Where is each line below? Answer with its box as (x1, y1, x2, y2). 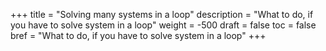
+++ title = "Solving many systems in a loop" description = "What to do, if (10, 9, 314, 20)
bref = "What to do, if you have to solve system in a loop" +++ (10, 30, 267, 41)
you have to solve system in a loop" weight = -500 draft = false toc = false (10, 19, 317, 31)
